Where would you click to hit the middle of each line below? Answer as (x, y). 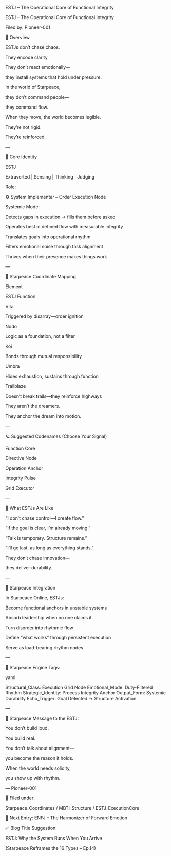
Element (14, 287)
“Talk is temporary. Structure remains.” (46, 538)
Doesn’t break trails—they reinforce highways (54, 396)
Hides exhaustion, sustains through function (52, 376)
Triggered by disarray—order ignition (44, 316)
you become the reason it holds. (39, 758)
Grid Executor (20, 488)
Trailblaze (16, 386)
